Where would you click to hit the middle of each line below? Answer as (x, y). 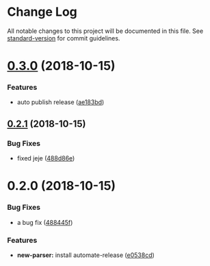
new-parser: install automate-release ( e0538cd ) (86, 255)
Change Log (42, 12)
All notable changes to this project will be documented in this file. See (105, 31)
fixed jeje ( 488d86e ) (46, 158)
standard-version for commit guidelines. (64, 38)
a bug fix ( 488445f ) (45, 222)
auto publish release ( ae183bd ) (61, 102)
